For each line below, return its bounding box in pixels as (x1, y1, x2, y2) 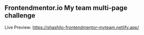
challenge (4, 12, 36, 20)
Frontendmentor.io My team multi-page (4, 4, 127, 12)
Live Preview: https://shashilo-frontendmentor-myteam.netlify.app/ (4, 24, 140, 30)
